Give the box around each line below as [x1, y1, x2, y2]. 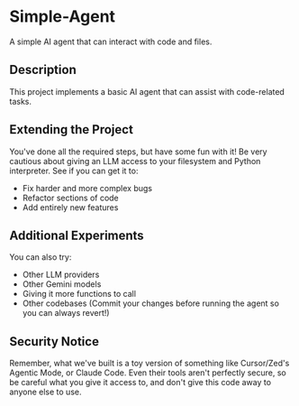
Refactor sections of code [22, 192, 119, 203]
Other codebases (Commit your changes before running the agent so [22, 298, 279, 309]
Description [9, 62, 77, 78]
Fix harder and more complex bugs [22, 182, 153, 193]
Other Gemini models [22, 279, 102, 290]
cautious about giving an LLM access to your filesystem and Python [9, 155, 261, 166]
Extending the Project [9, 122, 133, 137]
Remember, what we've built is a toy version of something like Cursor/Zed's [9, 358, 290, 369]
